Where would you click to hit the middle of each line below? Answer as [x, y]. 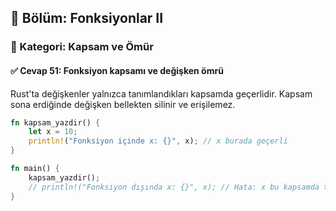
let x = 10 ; [53, 132]
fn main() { [35, 169]
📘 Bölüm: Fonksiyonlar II [87, 18]
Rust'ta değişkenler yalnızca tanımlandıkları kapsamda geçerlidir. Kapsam [161, 93]
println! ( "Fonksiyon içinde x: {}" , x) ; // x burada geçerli [158, 141]
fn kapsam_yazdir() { [55, 122]
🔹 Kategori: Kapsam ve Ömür [82, 47]
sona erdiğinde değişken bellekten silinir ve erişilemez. [123, 104]
